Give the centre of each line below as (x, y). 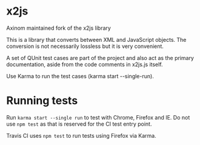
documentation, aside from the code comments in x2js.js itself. (85, 64)
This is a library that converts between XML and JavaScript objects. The (96, 39)
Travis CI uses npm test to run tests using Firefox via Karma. (81, 135)
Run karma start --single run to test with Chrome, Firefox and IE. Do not (98, 117)
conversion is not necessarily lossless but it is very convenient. (85, 46)
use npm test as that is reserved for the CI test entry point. (79, 124)
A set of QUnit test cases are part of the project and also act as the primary (100, 58)
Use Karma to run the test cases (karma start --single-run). (80, 76)
